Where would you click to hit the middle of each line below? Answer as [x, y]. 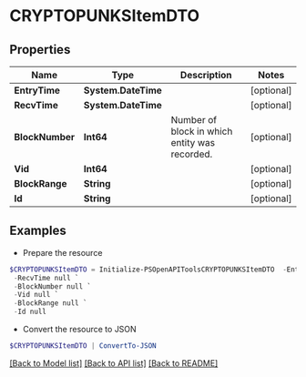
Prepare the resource [62, 252]
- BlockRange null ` [51, 303]
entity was [193, 143]
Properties [40, 50]
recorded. [192, 154]
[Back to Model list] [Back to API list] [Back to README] [114, 363]
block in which [202, 131]
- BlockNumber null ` [52, 286]
